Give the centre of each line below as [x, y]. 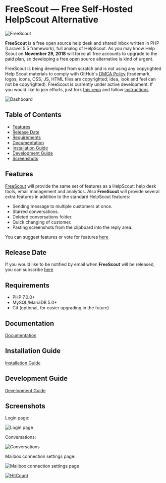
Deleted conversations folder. [42, 216]
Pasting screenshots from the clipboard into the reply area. [72, 227]
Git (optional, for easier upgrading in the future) [60, 308]
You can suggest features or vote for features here [57, 237]
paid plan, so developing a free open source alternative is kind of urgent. [79, 59]
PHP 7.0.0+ [24, 297]
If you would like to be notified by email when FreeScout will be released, [80, 265]
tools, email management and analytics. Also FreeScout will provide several [83, 191]
